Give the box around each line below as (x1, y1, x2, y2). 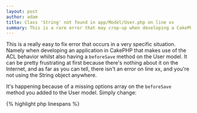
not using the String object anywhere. (6, 72, 97, 79)
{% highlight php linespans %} (6, 100, 80, 108)
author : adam (6, 14, 38, 20)
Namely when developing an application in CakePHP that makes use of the (6, 47, 186, 54)
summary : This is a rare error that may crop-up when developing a (6, 24, 175, 31)
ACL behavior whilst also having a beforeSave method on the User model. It (6, 53, 188, 60)
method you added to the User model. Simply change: (6, 89, 137, 96)
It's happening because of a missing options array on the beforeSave (6, 83, 172, 90)
